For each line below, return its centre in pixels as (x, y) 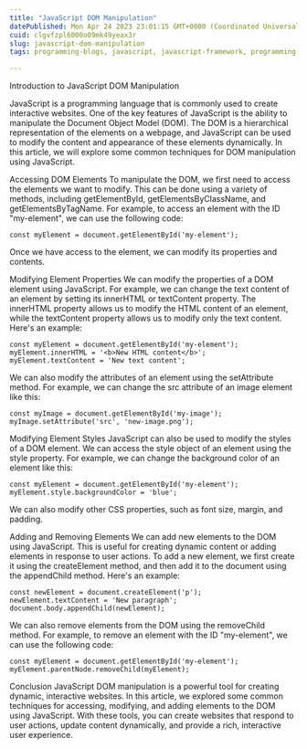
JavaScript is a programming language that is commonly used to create (144, 104)
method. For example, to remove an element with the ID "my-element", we (148, 635)
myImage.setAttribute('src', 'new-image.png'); (102, 422)
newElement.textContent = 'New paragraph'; (94, 601)
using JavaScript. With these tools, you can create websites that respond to (152, 716)
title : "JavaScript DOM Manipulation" (83, 18)
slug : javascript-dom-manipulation (77, 43)
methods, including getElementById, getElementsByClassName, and (138, 199)
